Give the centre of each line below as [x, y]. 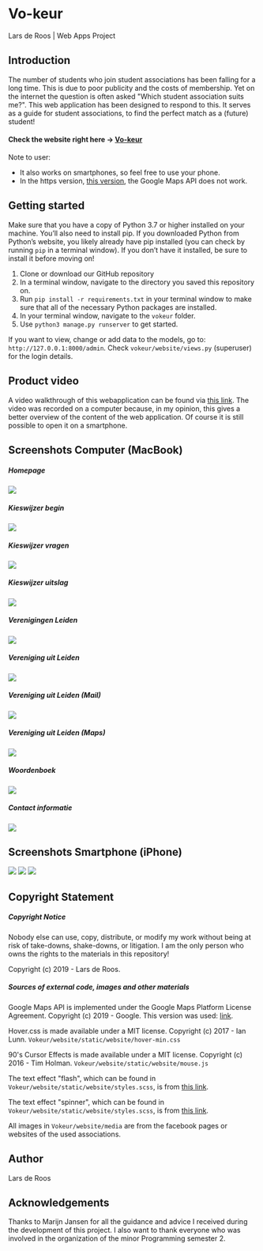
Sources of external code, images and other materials [99, 987]
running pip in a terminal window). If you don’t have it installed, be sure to [128, 250]
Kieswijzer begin [36, 507]
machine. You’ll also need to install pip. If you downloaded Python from [124, 233]
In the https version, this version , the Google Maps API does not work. [133, 181]
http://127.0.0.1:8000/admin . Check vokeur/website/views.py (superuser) [130, 348]
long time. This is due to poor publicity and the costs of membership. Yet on [131, 88]
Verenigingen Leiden [43, 620]
